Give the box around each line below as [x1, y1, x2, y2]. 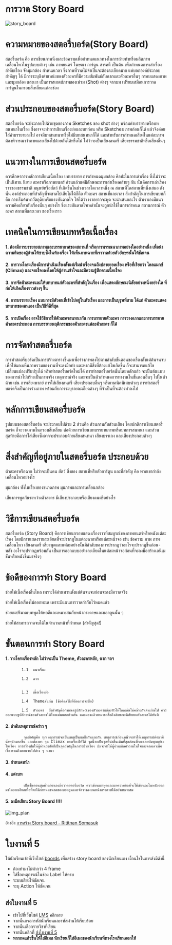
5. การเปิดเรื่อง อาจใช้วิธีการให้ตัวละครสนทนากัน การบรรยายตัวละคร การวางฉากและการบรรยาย [5, 315, 164, 321]
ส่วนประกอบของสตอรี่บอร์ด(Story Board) [5, 103, 155, 115]
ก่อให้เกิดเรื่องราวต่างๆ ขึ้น [5, 285, 48, 291]
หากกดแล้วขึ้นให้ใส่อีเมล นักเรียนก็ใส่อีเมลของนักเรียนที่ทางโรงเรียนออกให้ [12, 935, 137, 941]
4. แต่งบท [5, 771, 23, 777]
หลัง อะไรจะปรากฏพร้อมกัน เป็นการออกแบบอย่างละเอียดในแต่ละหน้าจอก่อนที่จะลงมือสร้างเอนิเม [5, 547, 166, 554]
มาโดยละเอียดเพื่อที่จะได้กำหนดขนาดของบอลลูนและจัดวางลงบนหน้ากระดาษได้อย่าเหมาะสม [5, 787, 133, 792]
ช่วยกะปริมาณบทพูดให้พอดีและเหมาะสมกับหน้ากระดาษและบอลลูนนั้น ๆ [5, 609, 124, 615]
